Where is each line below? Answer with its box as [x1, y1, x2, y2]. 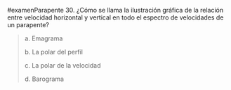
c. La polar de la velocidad [24, 61, 101, 69]
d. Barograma [24, 75, 65, 83]
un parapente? [7, 21, 49, 29]
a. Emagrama [24, 34, 63, 43]
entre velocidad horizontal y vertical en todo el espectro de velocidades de [7, 13, 224, 22]
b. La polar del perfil [24, 48, 83, 56]
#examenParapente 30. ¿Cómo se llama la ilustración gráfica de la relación [7, 6, 223, 14]
